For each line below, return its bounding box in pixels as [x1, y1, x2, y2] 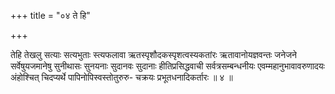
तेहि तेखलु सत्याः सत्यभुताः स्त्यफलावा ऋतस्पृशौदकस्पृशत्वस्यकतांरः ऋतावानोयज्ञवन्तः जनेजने [10, 49, 297, 60]
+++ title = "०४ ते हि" [10, 10, 91, 21]
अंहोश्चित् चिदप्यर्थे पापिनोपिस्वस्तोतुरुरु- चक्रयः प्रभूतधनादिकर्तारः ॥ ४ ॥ [10, 71, 233, 83]
